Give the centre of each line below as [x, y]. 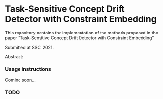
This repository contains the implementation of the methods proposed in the [82, 33]
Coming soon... [20, 80]
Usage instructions [28, 69]
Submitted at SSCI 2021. [30, 47]
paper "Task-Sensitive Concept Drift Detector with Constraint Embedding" [80, 38]
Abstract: [14, 56]
